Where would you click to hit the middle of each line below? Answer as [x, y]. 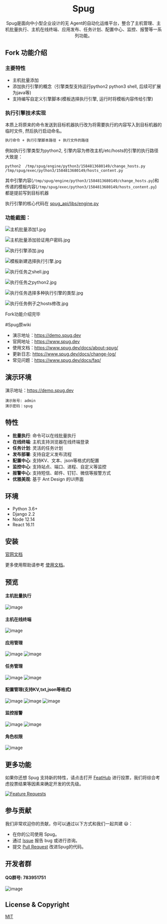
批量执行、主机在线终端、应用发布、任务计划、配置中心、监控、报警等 [81, 29]
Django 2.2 [24, 514]
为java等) [22, 92]
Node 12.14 [24, 519]
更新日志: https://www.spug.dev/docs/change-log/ [64, 354]
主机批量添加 [25, 80]
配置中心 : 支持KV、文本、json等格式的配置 [56, 460]
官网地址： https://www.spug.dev [46, 341]
